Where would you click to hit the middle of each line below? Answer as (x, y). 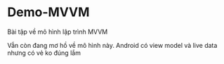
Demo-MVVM (48, 12)
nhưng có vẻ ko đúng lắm (44, 53)
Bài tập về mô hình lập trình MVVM (58, 32)
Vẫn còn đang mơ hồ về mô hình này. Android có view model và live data (112, 45)
